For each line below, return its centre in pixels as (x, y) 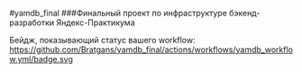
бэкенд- (245, 13)
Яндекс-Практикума (96, 23)
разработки (32, 23)
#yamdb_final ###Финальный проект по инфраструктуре (119, 13)
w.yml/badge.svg (41, 59)
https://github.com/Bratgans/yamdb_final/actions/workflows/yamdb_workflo (151, 50)
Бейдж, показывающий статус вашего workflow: (102, 40)
